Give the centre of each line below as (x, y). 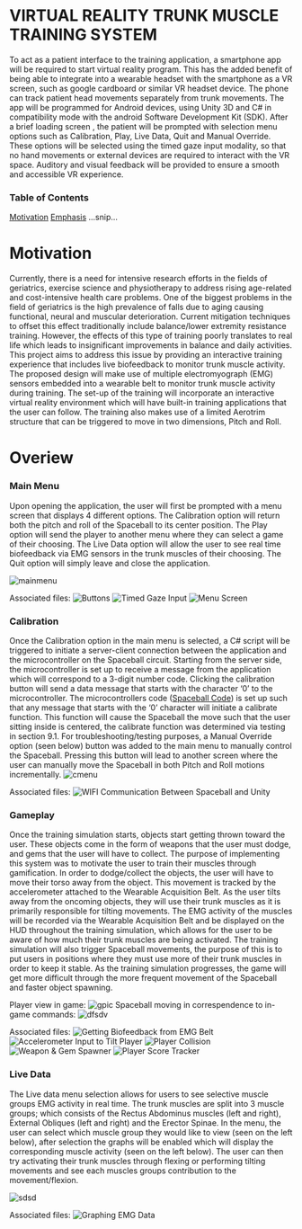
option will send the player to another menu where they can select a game (147, 534)
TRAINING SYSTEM (83, 35)
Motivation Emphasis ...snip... (64, 218)
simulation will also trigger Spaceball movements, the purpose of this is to (146, 949)
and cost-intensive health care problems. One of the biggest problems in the (151, 298)
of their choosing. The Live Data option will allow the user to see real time (145, 544)
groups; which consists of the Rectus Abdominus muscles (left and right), (145, 1113)
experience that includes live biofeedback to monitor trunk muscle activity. (147, 364)
